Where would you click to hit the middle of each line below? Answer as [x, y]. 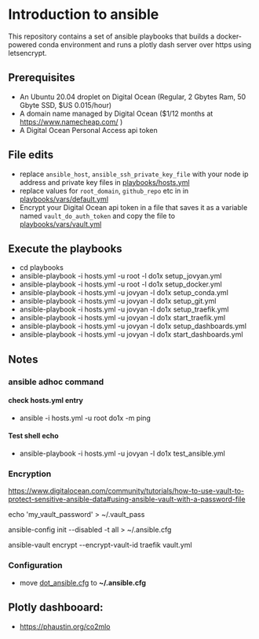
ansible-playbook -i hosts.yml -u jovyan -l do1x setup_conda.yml [124, 293]
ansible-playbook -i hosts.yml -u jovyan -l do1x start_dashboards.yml [131, 334]
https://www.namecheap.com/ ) [71, 122]
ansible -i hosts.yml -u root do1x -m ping [85, 418]
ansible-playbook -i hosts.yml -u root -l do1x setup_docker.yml [120, 284]
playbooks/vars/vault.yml [60, 224]
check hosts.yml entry [46, 401]
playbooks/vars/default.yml [64, 199]
